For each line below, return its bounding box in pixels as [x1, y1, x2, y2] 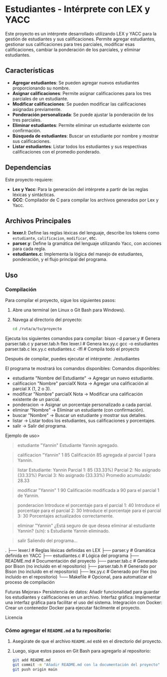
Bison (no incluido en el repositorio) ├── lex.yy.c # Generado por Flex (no [5, 568, 157, 574]
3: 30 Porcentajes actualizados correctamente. [17, 512, 114, 518]
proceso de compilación [5, 579, 55, 585]
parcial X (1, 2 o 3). [12, 385, 51, 391]
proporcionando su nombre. [12, 85, 70, 91]
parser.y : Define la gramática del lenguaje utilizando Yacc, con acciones [12, 240, 162, 246]
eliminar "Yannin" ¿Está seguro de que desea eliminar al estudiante [17, 522, 156, 528]
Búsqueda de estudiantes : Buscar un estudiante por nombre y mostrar [12, 132, 159, 138]
